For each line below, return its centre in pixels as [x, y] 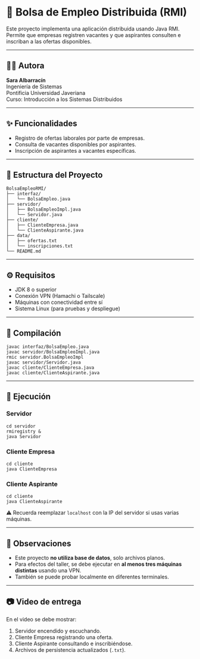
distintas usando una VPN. [48, 571]
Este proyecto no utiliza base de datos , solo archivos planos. [90, 558]
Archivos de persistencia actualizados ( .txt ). [70, 649]
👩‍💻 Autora [25, 66]
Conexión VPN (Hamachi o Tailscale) [60, 296]
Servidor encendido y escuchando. [58, 631]
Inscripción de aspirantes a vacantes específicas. [76, 150]
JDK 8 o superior [36, 290]
